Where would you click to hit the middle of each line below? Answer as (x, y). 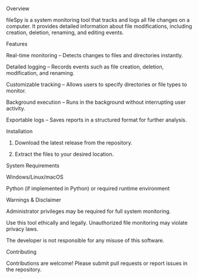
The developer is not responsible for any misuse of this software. (85, 240)
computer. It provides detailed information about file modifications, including (99, 26)
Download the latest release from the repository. (74, 143)
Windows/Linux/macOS (35, 177)
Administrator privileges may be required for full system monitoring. (89, 211)
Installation (20, 131)
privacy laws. (22, 229)
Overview (18, 9)
